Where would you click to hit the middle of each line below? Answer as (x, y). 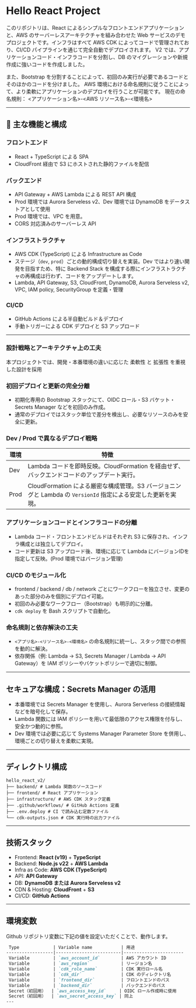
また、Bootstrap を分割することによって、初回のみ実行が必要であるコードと (97, 77)
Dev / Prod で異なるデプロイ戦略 (52, 439)
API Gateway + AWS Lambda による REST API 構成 (75, 194)
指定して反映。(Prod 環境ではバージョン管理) (69, 558)
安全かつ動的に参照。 (40, 726)
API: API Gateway (36, 876)
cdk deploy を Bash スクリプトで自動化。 (64, 611)
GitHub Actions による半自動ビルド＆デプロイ (69, 319)
